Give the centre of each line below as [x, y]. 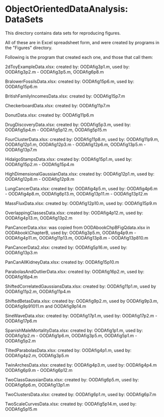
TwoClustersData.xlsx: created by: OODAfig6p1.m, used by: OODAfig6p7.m [81, 394]
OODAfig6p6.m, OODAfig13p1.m [37, 385]
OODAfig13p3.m [21, 252]
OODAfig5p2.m [20, 341]
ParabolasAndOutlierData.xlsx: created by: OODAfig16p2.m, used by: [75, 271]
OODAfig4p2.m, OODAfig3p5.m [37, 355]
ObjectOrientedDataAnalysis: [67, 9]
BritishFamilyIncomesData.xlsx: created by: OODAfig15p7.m [65, 96]
